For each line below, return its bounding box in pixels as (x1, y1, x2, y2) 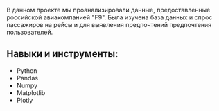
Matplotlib (16, 88, 46, 96)
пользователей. (6, 28, 53, 36)
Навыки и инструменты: (6, 48, 119, 60)
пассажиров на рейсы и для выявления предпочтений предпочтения (6, 21, 212, 28)
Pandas (16, 74, 39, 82)
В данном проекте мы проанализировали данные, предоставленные (6, 6, 211, 14)
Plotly (16, 96, 33, 104)
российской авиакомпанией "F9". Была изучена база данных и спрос (6, 13, 213, 22)
